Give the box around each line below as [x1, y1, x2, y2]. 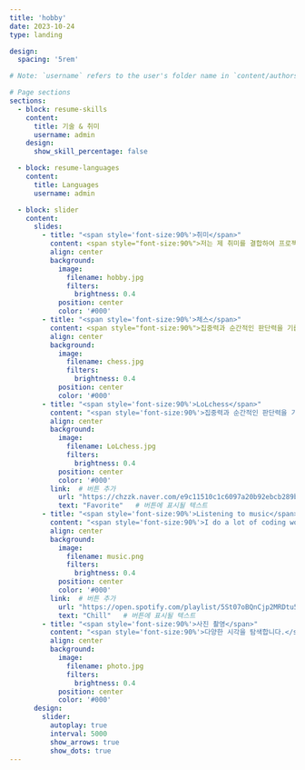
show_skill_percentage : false [33, 147, 148, 156]
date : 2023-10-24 [9, 22, 75, 31]
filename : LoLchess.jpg [66, 442, 156, 451]
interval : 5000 [49, 729, 107, 738]
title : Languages [33, 180, 100, 189]
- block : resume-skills [17, 105, 107, 114]
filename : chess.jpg [66, 357, 144, 366]
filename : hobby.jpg [66, 273, 144, 282]
